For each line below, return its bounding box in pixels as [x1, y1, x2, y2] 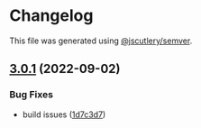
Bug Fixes [9, 88, 54, 101]
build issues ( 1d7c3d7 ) [22, 109, 106, 120]
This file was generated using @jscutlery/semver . [9, 35, 193, 46]
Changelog [9, 5, 94, 26]
